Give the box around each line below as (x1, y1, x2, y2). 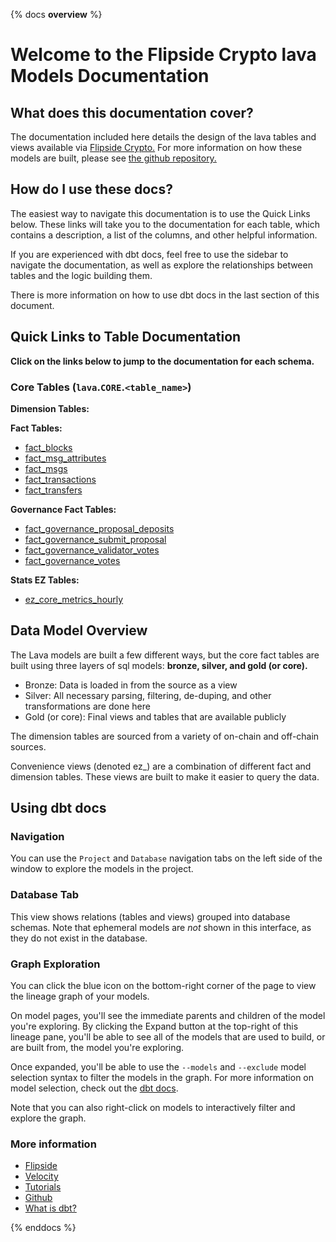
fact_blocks (24, 441, 73, 453)
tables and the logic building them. (10, 269, 153, 281)
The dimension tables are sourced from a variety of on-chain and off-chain (10, 730, 320, 742)
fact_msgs (24, 462, 68, 474)
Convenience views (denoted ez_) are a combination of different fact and (10, 760, 312, 772)
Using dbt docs (10, 800, 107, 817)
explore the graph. (10, 1112, 87, 1124)
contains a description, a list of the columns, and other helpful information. (10, 229, 318, 241)
